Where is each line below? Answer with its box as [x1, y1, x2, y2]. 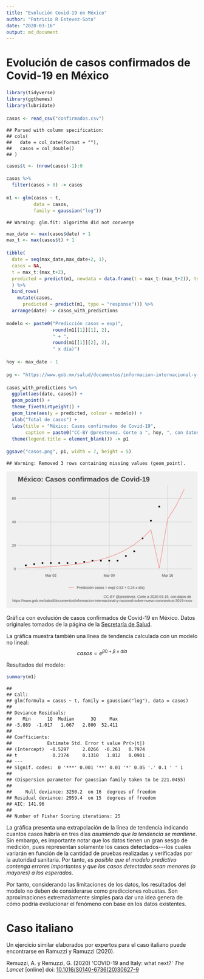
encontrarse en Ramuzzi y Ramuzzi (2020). [6, 948, 115, 955]
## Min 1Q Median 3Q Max [6, 716, 118, 722]
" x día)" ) [52, 346, 80, 352]
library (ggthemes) [6, 96, 53, 103]
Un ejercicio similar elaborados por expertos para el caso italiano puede [6, 941, 186, 949]
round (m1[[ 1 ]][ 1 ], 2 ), [52, 327, 110, 333]
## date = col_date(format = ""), [6, 139, 99, 145]
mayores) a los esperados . [6, 869, 73, 876]
